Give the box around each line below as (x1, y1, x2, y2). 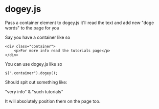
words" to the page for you (5, 25, 60, 30)
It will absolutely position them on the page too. (5, 98, 101, 104)
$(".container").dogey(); (5, 70, 58, 76)
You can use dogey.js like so (5, 61, 63, 67)
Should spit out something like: (5, 79, 68, 85)
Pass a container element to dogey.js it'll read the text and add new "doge (5, 20, 154, 26)
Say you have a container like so (5, 34, 70, 40)
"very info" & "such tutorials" (5, 88, 64, 94)
